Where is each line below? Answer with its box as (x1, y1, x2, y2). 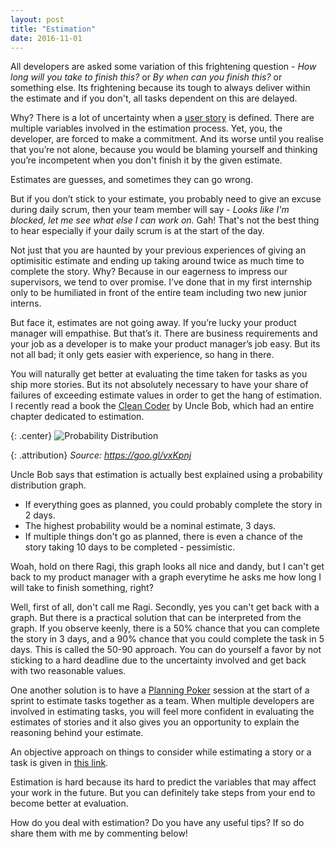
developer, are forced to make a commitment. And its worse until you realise (10, 133, 324, 145)
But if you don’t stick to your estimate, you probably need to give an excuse (10, 193, 322, 205)
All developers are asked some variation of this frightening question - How (10, 61, 317, 73)
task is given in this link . (10, 757, 109, 769)
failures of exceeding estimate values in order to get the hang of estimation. (10, 389, 322, 401)
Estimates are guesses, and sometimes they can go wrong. (10, 174, 254, 186)
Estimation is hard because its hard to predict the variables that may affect (10, 776, 317, 788)
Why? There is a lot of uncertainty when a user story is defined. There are (10, 112, 315, 124)
